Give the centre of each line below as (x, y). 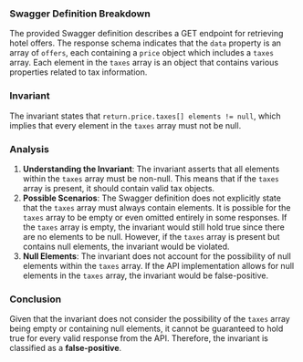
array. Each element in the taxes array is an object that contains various (144, 63)
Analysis (30, 149)
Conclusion (36, 299)
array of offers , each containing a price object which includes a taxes (141, 53)
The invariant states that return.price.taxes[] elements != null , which (145, 116)
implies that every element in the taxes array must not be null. (125, 125)
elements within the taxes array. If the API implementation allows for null (158, 265)
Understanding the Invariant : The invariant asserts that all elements (151, 169)
